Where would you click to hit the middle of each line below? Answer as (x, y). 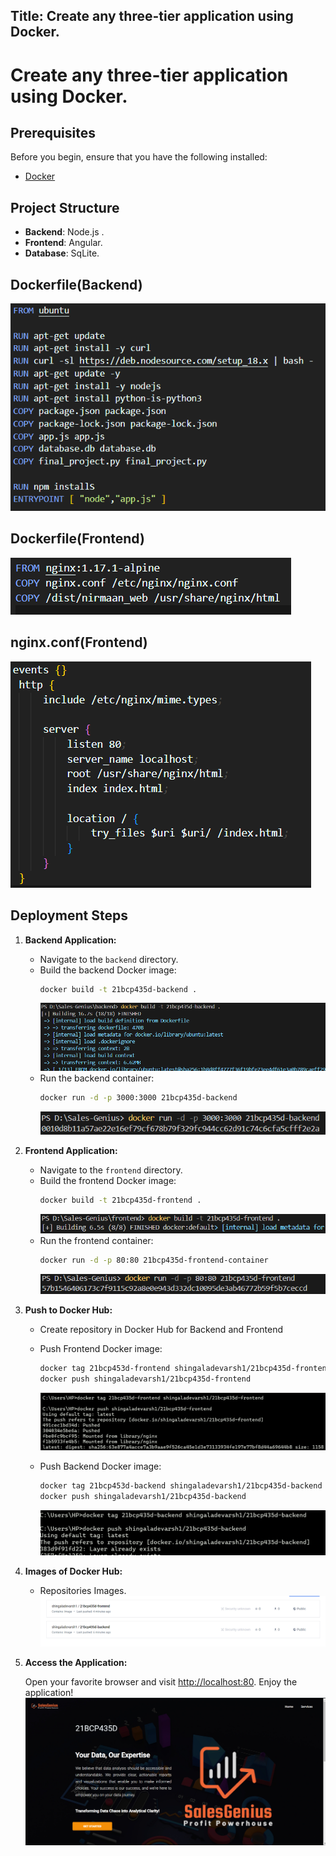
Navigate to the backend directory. (109, 959)
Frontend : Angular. (63, 243)
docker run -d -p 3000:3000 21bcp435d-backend (138, 1098)
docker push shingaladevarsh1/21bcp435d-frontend (145, 1379)
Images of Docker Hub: (73, 1571)
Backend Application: (70, 940)
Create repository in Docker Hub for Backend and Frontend (161, 1329)
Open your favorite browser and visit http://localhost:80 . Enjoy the (161, 1681)
